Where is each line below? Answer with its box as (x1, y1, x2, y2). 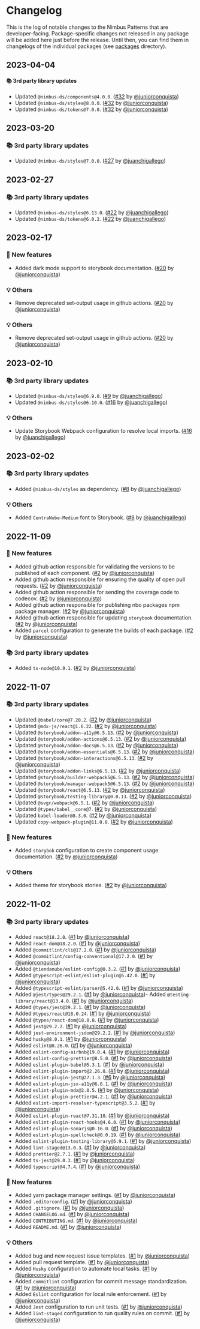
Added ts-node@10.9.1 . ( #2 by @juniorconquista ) (14, 664, 137, 672)
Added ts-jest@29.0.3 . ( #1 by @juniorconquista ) (14, 1157, 135, 1164)
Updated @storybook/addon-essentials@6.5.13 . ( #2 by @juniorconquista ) (14, 748, 195, 755)
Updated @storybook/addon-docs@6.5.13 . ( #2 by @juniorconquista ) (14, 741, 178, 749)
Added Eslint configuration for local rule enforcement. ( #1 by (14, 1290, 167, 1297)
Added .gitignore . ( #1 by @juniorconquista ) (14, 1204, 125, 1211)
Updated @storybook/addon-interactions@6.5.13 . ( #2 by (14, 754, 154, 761)
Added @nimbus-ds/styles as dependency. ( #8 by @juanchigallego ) (14, 485, 181, 492)
